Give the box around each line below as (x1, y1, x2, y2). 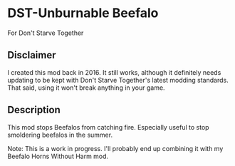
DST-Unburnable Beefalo (7, 5, 159, 21)
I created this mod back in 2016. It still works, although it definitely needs (7, 68, 221, 76)
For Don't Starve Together (7, 28, 84, 37)
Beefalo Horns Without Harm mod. (7, 152, 109, 160)
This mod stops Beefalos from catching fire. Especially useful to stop (7, 123, 209, 131)
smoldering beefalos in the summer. (7, 130, 113, 139)
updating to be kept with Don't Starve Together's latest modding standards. (7, 76, 229, 84)
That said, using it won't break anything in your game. (7, 83, 165, 92)
